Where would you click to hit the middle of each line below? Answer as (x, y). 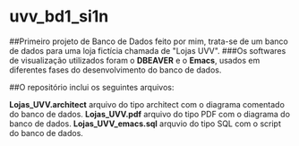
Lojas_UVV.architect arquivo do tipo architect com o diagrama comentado (147, 104)
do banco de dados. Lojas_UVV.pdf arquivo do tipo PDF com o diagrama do (150, 114)
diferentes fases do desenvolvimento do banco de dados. (115, 70)
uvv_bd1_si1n (59, 17)
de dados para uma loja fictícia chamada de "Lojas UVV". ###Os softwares (148, 50)
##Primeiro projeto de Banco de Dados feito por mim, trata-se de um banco (149, 41)
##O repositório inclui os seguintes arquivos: (92, 87)
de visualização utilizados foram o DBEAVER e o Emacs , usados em (135, 60)
